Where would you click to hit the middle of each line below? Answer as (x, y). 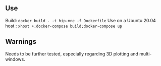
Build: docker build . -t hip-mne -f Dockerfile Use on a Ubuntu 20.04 (81, 20)
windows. (15, 59)
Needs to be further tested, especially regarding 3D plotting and (72, 54)
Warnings (21, 42)
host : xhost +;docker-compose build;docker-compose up (64, 26)
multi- (146, 54)
